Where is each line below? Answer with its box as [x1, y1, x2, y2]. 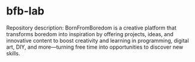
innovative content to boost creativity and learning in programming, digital [6, 37, 189, 44]
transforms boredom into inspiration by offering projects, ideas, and [6, 30, 174, 37]
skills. [6, 49, 20, 57]
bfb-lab [6, 4, 45, 18]
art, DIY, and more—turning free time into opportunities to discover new [6, 43, 184, 51]
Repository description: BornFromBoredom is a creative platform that [6, 24, 177, 31]
